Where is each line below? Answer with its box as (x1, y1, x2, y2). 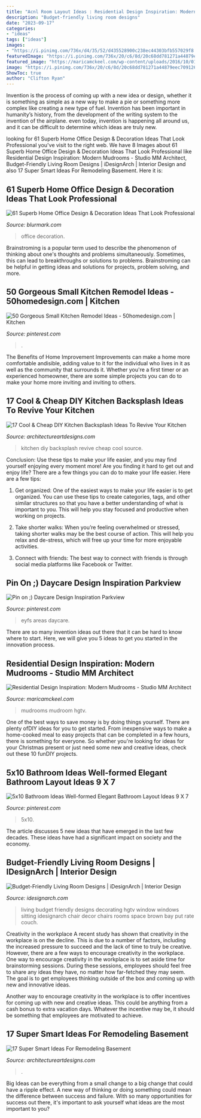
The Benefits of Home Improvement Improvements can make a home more (6, 353, 190, 361)
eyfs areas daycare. (20, 617, 70, 624)
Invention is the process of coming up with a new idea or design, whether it (6, 92, 192, 99)
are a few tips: (6, 475, 41, 482)
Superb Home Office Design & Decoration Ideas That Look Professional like (6, 148, 192, 155)
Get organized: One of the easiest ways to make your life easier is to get (14, 487, 193, 494)
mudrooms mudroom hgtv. (20, 707, 87, 714)
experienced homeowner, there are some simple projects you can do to (6, 372, 182, 380)
